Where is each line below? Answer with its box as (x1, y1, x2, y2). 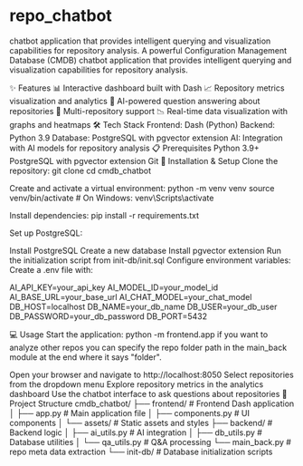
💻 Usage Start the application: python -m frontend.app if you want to (9, 328, 269, 340)
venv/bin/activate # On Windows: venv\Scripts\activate (9, 192, 214, 203)
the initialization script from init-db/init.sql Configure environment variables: (9, 255, 291, 266)
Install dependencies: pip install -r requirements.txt (9, 209, 199, 220)
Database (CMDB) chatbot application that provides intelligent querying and (9, 54, 292, 65)
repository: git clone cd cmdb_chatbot (9, 165, 152, 176)
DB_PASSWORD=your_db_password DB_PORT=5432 (9, 310, 208, 322)
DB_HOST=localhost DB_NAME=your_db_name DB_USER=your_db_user (9, 301, 278, 312)
